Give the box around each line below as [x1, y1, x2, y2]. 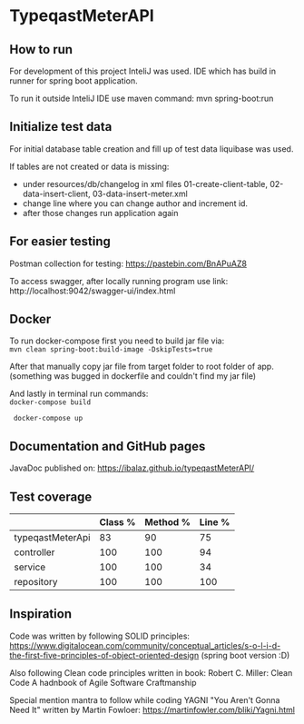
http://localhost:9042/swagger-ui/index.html [9, 285, 176, 296]
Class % [99, 516, 136, 529]
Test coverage [9, 489, 93, 504]
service [14, 560, 46, 573]
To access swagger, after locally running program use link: [9, 275, 229, 286]
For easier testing [9, 233, 111, 250]
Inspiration [9, 606, 73, 622]
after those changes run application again [22, 207, 179, 218]
